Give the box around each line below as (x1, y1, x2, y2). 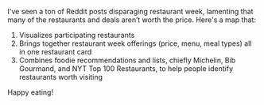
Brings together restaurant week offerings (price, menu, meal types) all (18, 39, 252, 48)
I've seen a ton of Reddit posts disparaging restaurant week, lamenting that (7, 7, 254, 16)
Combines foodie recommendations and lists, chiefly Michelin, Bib (18, 55, 236, 65)
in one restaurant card (18, 47, 92, 56)
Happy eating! (7, 88, 53, 97)
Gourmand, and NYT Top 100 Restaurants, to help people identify (18, 64, 234, 73)
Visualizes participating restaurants (18, 31, 135, 39)
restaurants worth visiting (18, 73, 103, 81)
